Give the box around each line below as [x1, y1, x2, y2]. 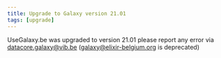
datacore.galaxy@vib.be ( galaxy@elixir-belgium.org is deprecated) [7, 43, 200, 51]
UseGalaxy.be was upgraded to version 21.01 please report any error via [7, 35, 215, 43]
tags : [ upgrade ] [7, 17, 54, 23]
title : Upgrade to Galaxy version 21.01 [7, 10, 127, 17]
